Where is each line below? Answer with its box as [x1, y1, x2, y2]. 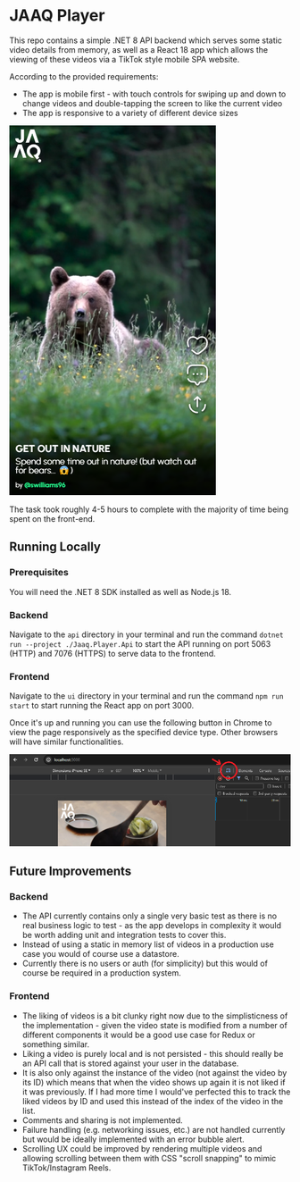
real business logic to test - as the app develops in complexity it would [21, 920, 281, 931]
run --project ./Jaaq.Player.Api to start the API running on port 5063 [9, 638, 271, 649]
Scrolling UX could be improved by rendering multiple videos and [21, 1143, 262, 1153]
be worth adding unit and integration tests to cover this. [21, 930, 227, 941]
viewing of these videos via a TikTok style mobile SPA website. [9, 54, 240, 64]
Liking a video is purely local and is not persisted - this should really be [21, 1048, 284, 1059]
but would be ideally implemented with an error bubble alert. [21, 1134, 245, 1144]
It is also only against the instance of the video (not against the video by [21, 1067, 287, 1077]
